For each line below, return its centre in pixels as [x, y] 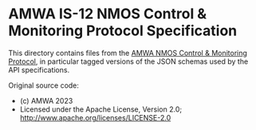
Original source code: [44, 85]
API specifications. [39, 69]
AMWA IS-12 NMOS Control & [108, 14]
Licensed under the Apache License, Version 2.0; [100, 109]
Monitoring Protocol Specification [123, 31]
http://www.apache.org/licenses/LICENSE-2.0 [95, 117]
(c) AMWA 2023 [46, 100]
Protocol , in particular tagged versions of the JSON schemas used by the [128, 61]
